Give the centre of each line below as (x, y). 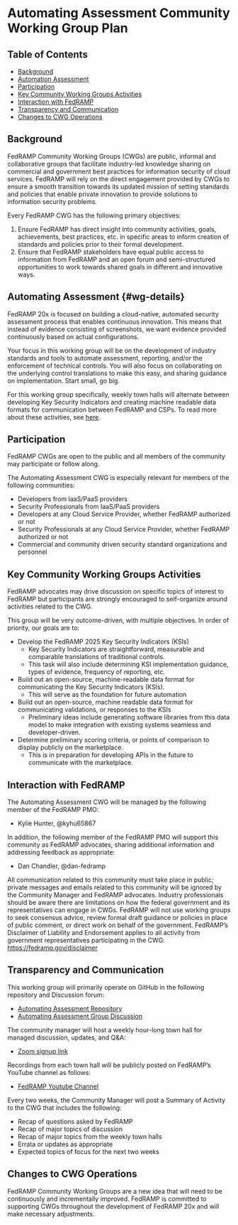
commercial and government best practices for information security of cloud (119, 171)
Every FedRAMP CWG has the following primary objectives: (94, 215)
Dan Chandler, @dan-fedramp (62, 866)
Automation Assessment (53, 79)
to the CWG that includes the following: (64, 1108)
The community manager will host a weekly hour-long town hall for (105, 1029)
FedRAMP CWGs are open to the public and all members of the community (116, 456)
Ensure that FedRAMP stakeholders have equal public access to (110, 252)
